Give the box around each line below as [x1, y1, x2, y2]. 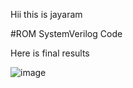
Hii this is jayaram [10, 9, 83, 20]
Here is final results [10, 47, 90, 59]
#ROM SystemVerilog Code [10, 28, 123, 39]
